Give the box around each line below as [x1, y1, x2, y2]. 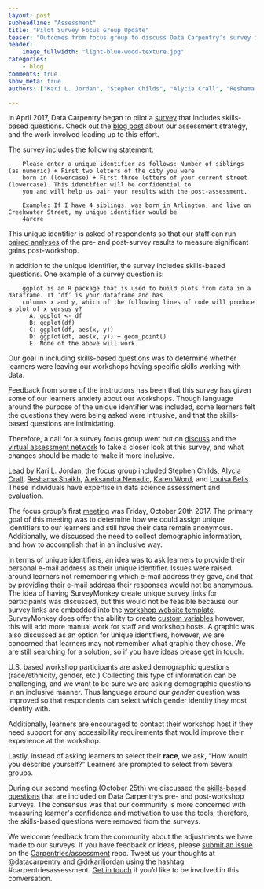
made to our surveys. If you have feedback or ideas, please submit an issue [8, 840, 253, 850]
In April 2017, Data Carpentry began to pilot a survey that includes [8, 113, 221, 123]
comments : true [8, 70, 58, 78]
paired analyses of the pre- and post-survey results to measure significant [8, 238, 249, 247]
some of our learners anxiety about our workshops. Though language [8, 394, 233, 404]
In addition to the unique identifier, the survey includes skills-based [8, 261, 225, 271]
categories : [8, 56, 47, 64]
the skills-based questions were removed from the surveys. [8, 817, 201, 826]
